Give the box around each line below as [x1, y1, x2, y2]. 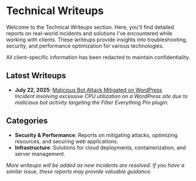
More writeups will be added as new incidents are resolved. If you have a [6, 162, 185, 169]
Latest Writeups [6, 71, 66, 81]
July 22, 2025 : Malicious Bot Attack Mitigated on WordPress [14, 86, 162, 93]
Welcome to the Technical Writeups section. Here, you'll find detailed [6, 24, 174, 31]
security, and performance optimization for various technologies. [6, 42, 164, 49]
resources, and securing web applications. [14, 138, 119, 145]
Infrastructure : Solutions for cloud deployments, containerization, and [14, 144, 186, 151]
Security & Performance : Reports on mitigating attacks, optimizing [14, 131, 178, 139]
